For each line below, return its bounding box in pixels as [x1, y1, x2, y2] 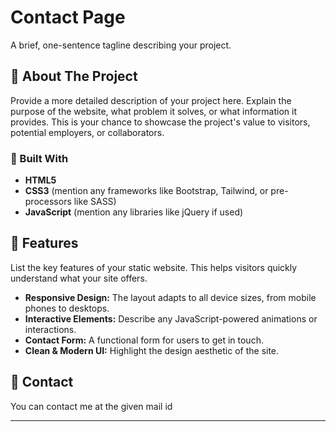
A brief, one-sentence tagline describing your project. [10, 39, 232, 51]
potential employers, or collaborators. [10, 126, 165, 138]
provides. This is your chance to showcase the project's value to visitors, [10, 116, 311, 128]
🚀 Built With [10, 151, 69, 165]
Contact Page [10, 6, 126, 29]
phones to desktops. [24, 302, 110, 314]
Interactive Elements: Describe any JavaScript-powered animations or [24, 312, 318, 325]
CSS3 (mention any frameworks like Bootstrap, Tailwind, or [24, 185, 269, 197]
